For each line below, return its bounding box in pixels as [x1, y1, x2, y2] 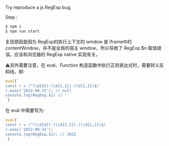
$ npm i [5, 24, 22, 29]
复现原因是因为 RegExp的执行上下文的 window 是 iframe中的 [5, 38, 132, 45]
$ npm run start [5, 28, 40, 34]
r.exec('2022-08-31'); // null [5, 88, 72, 93]
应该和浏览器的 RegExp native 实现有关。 [14, 51, 100, 57]
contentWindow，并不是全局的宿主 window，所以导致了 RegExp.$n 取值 [5, 45, 157, 51]
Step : [5, 14, 18, 20]
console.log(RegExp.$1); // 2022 [5, 132, 76, 137]
